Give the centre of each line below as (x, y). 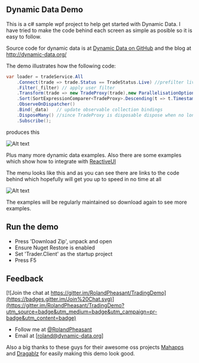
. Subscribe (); (34, 121)
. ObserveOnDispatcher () (46, 104)
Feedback (25, 279)
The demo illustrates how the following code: (61, 66)
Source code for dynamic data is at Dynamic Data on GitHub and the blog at (99, 48)
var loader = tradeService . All (45, 76)
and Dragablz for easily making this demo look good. (70, 354)
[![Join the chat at (28, 293)
